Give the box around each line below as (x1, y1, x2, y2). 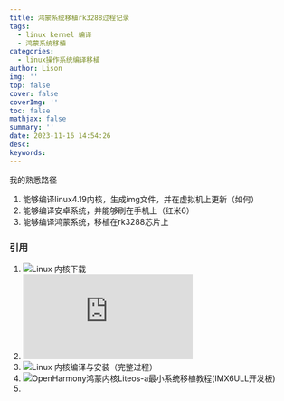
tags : (9, 22, 30, 31)
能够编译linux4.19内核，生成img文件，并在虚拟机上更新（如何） (22, 193, 260, 204)
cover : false (9, 89, 59, 98)
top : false (9, 81, 51, 90)
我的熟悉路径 (9, 174, 57, 185)
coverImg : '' (9, 97, 59, 107)
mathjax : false (9, 114, 67, 123)
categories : (9, 47, 54, 56)
